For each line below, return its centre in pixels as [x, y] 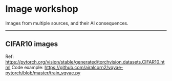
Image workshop [42, 9]
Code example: [27, 67]
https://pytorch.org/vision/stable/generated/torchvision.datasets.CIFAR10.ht [85, 62]
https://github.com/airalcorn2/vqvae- [84, 67]
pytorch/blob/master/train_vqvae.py [43, 73]
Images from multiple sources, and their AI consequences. [67, 23]
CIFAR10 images [32, 44]
